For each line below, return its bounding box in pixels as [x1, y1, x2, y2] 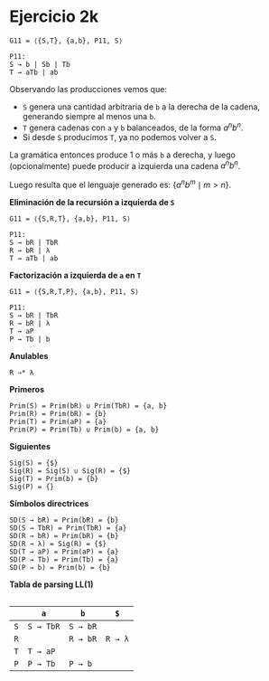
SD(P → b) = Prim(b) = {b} [9, 563, 111, 572]
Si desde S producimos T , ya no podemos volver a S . [22, 131, 217, 142]
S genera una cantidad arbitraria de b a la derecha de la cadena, [22, 101, 260, 112]
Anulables [9, 350, 49, 361]
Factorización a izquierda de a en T [9, 270, 142, 280]
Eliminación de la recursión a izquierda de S [9, 196, 175, 207]
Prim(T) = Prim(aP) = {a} [9, 417, 107, 426]
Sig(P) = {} [9, 482, 54, 491]
